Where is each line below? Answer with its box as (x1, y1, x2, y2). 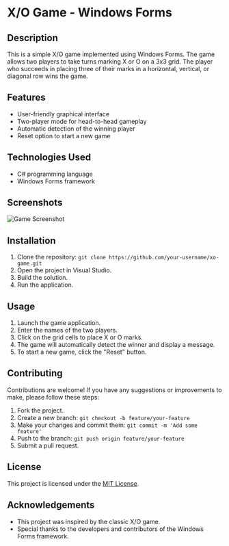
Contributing (7, 367, 63, 379)
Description (7, 32, 58, 44)
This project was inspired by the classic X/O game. (16, 517, 161, 525)
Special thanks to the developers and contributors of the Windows (16, 525, 204, 533)
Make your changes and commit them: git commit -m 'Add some (16, 421, 198, 429)
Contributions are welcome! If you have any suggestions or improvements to (7, 385, 222, 394)
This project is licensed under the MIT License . (7, 479, 139, 487)
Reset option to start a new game (16, 131, 111, 140)
